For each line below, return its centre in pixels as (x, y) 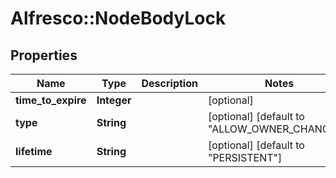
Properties (44, 55)
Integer (114, 100)
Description (169, 83)
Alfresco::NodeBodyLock (118, 18)
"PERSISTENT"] (245, 157)
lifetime (34, 151)
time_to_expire (51, 100)
